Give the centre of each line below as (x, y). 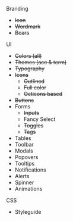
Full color (35, 88)
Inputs (31, 113)
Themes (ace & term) (41, 62)
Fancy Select (39, 119)
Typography (30, 69)
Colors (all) (28, 56)
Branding (17, 9)
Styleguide (28, 212)
